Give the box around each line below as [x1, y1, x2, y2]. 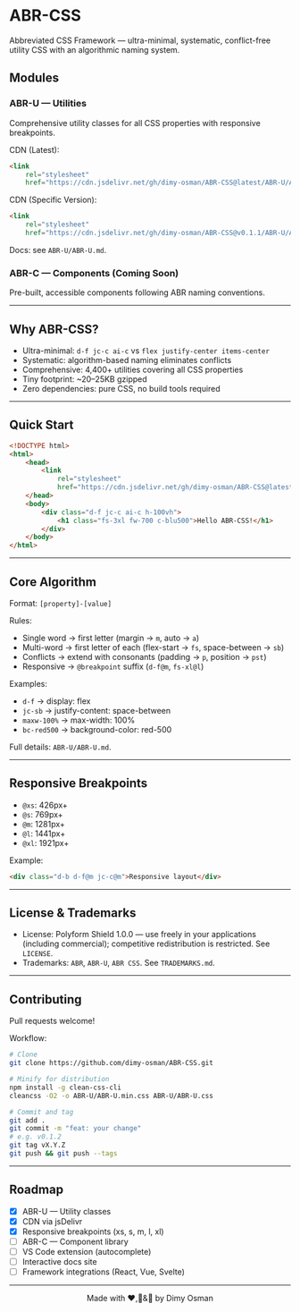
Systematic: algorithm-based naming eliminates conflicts [21, 354, 232, 365]
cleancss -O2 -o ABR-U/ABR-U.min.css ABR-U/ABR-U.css [9, 1091, 214, 1100]
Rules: [9, 614, 33, 626]
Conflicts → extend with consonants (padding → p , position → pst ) [21, 651, 267, 662]
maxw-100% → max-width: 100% [21, 715, 136, 725]
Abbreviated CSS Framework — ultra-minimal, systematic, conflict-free [9, 35, 271, 46]
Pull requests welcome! [9, 1016, 96, 1027]
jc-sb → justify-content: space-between [21, 705, 171, 715]
